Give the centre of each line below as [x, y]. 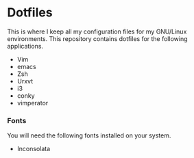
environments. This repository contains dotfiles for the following [97, 38]
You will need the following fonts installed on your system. [89, 135]
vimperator [33, 103]
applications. [25, 46]
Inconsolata [34, 149]
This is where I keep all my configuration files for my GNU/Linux [97, 31]
